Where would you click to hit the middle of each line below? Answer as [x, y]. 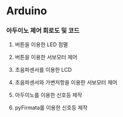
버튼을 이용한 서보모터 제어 [46, 57]
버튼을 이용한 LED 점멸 [41, 45]
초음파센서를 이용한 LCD [43, 70]
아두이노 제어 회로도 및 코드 [43, 31]
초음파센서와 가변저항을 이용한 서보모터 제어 [66, 83]
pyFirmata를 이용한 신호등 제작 [51, 107]
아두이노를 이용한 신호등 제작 [48, 95]
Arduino [27, 11]
